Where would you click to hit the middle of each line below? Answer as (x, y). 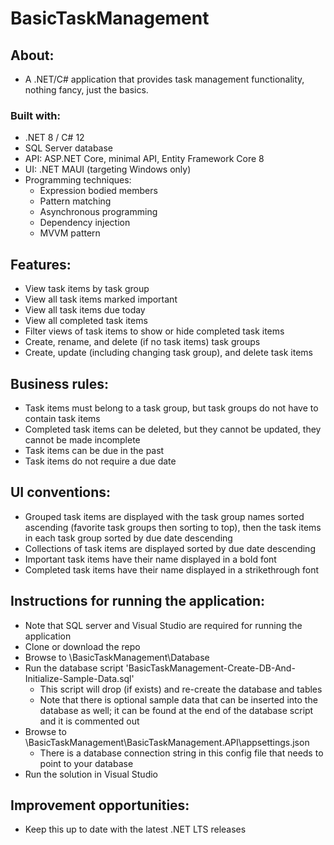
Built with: (35, 115)
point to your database (86, 763)
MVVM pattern (70, 233)
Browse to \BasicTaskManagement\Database (117, 657)
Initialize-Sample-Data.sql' (79, 678)
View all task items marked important (101, 299)
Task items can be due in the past (94, 450)
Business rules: (60, 383)
